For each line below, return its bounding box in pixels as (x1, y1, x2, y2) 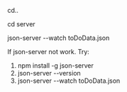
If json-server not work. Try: (7, 48, 90, 56)
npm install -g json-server (17, 61, 94, 70)
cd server (7, 20, 35, 28)
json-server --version (17, 69, 82, 77)
